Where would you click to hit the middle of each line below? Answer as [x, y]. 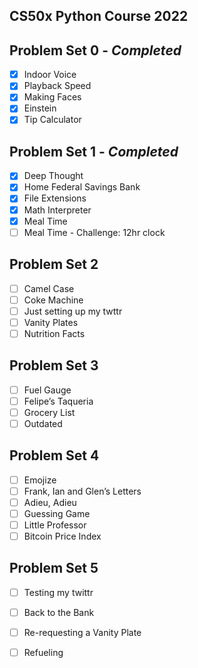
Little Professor [55, 525]
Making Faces [52, 97]
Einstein [40, 108]
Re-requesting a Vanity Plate [82, 633]
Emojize [40, 480]
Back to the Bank [59, 612]
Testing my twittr [58, 592]
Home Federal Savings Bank [82, 187]
